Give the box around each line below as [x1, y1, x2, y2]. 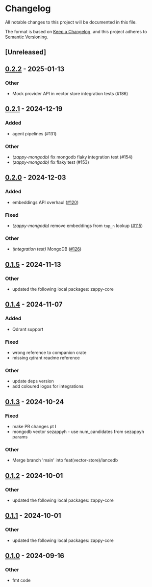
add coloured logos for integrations [12, 383, 84, 389]
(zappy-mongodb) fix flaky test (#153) [12, 159, 89, 165]
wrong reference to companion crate [12, 349, 87, 356]
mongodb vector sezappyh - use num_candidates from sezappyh [12, 429, 145, 434]
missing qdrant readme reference [12, 355, 80, 360]
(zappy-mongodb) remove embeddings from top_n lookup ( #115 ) [12, 223, 143, 229]
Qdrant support [12, 326, 44, 332]
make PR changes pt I [12, 423, 56, 429]
